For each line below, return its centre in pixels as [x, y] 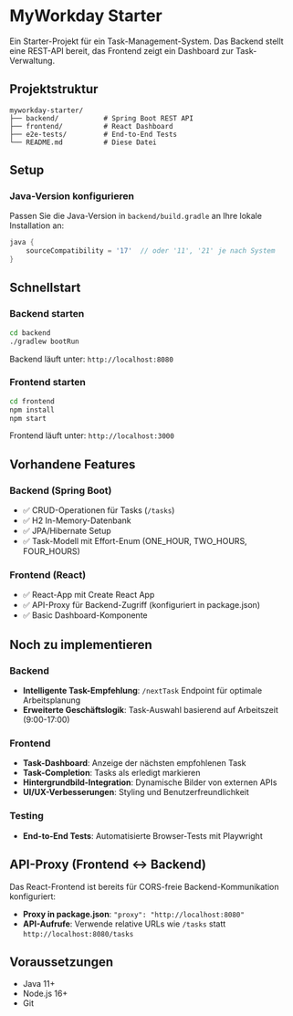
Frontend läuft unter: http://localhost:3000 [92, 435]
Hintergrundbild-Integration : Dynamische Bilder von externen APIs [150, 782]
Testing [26, 816]
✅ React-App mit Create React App [89, 595]
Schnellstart [45, 288]
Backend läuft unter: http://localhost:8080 [91, 359]
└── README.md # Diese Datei [83, 142]
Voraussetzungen [62, 962]
